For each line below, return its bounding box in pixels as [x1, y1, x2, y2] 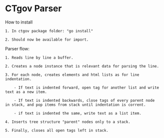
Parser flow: [5, 46, 30, 51]
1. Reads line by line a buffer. [5, 55, 74, 60]
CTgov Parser [5, 3, 62, 14]
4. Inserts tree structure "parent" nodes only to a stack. [5, 119, 131, 124]
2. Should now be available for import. [5, 37, 89, 42]
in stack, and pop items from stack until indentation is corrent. [5, 102, 146, 107]
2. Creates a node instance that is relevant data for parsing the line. [5, 64, 160, 69]
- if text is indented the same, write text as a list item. [14, 111, 141, 115]
